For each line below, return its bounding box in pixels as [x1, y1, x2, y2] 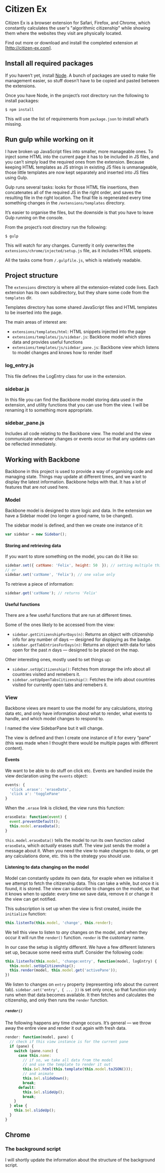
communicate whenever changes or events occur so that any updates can [5, 436, 156, 442]
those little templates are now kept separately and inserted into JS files [5, 169, 149, 175]
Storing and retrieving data [5, 542, 61, 548]
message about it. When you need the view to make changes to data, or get [5, 847, 159, 853]
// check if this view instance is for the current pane [9, 1039, 129, 1044]
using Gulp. [5, 174, 28, 180]
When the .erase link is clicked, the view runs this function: [5, 805, 125, 811]
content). [5, 745, 24, 751]
